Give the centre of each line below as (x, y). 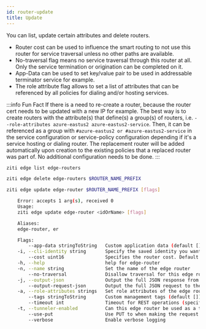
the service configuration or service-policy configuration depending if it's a (101, 137)
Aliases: (29, 223)
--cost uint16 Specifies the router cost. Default (114, 257)
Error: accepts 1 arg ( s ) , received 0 (66, 201)
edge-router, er (38, 229)
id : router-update (30, 12)
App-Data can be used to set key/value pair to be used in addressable (103, 73)
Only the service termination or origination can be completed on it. (99, 66)
